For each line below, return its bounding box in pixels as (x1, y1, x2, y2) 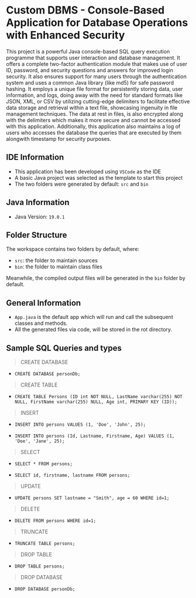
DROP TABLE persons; (14, 563, 65, 569)
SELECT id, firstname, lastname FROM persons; (14, 472, 130, 478)
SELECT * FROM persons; (14, 461, 73, 467)
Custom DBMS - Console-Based (6, 4, 165, 17)
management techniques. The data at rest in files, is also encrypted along (6, 110, 183, 117)
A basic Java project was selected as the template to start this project (14, 174, 183, 181)
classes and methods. (14, 320, 68, 327)
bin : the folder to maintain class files (14, 263, 102, 270)
